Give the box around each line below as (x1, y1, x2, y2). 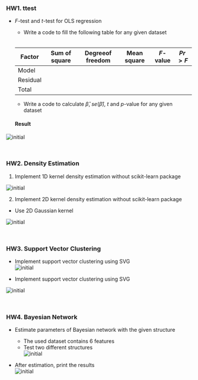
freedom (85, 56, 111, 65)
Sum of (50, 49, 72, 57)
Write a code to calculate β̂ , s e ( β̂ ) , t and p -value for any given (23, 101, 173, 108)
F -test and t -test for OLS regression (14, 18, 102, 25)
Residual (17, 76, 42, 84)
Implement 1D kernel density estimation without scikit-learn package (14, 172, 181, 180)
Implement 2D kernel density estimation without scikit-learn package (14, 195, 182, 202)
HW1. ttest (6, 4, 37, 12)
